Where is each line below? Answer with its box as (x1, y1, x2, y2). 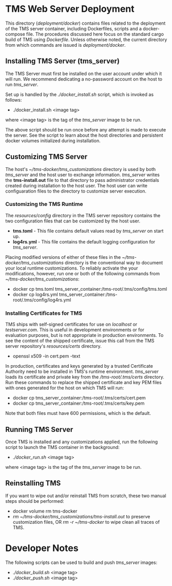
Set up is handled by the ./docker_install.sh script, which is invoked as (5, 91, 154, 98)
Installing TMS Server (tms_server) (5, 57, 120, 66)
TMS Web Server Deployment (5, 3, 135, 15)
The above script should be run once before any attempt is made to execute (5, 126, 166, 133)
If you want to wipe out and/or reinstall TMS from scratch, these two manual (5, 493, 166, 499)
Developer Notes (5, 542, 79, 554)
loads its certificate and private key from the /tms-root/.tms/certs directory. (5, 374, 164, 380)
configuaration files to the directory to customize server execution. (5, 188, 146, 194)
